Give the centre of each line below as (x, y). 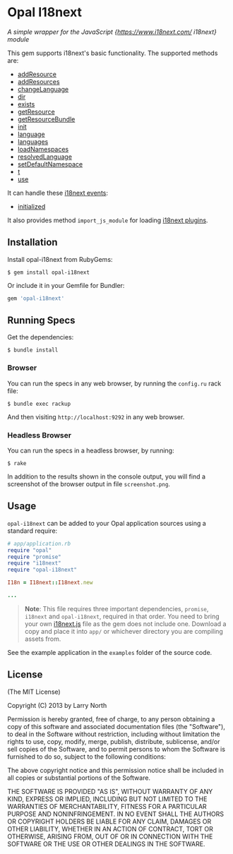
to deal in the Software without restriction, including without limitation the (114, 734)
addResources (38, 81)
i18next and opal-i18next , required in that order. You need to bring (122, 616)
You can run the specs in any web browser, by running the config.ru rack (114, 383)
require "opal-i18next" (42, 570)
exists (26, 104)
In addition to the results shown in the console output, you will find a (107, 476)
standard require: (32, 531)
